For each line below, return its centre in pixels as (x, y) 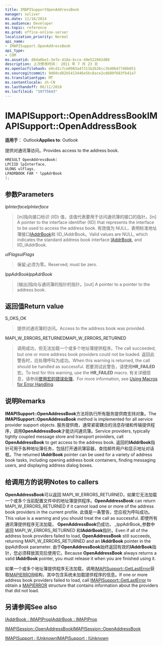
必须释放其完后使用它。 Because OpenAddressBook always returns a (87, 553)
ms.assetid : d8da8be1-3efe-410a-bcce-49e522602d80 (57, 60)
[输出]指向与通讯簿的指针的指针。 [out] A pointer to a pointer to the (83, 284)
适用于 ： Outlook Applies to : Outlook (42, 140)
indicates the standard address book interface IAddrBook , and (79, 240)
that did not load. (22, 590)
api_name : (15, 42)
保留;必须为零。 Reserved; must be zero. (57, 264)
